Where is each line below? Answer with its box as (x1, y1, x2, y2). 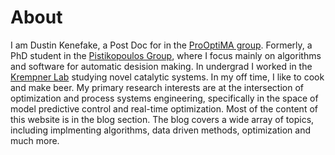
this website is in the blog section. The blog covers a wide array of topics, (10, 113, 315, 125)
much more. (10, 134, 60, 146)
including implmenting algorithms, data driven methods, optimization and (10, 124, 311, 136)
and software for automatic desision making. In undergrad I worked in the (10, 60, 313, 72)
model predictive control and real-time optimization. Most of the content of (10, 102, 318, 115)
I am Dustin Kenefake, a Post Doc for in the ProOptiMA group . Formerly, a (10, 39, 313, 51)
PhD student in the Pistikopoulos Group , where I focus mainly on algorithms (10, 49, 322, 61)
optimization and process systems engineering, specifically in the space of (10, 92, 319, 104)
